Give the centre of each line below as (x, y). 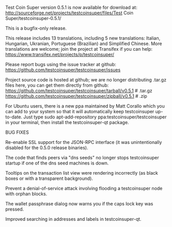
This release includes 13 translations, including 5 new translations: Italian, (83, 38)
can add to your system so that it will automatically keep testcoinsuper (80, 111)
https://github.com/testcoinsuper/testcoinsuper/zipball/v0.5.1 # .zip (76, 96)
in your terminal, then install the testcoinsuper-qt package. (67, 122)
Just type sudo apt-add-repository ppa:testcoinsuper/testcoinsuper (95, 117)
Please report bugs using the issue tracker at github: (61, 64)
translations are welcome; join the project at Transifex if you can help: (79, 49)
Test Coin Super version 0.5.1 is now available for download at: (71, 7)
